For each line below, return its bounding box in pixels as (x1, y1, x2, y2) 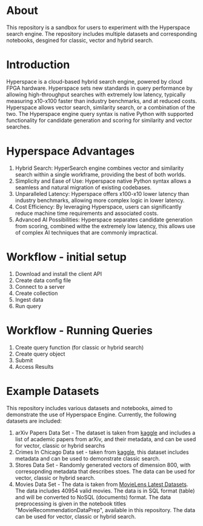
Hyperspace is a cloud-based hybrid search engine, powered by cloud (6, 78, 183, 85)
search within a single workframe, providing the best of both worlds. (15, 170, 186, 178)
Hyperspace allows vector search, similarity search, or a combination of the (6, 104, 195, 111)
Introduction (6, 58, 70, 72)
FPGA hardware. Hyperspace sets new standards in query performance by (6, 84, 193, 92)
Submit (15, 356, 33, 364)
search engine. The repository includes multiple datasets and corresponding (6, 30, 198, 37)
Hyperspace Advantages (6, 144, 135, 158)
